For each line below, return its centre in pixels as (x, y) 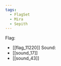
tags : (11, 10)
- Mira (16, 19)
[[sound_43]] (26, 58)
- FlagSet (20, 14)
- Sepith (19, 24)
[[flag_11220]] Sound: (34, 47)
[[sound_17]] (25, 53)
